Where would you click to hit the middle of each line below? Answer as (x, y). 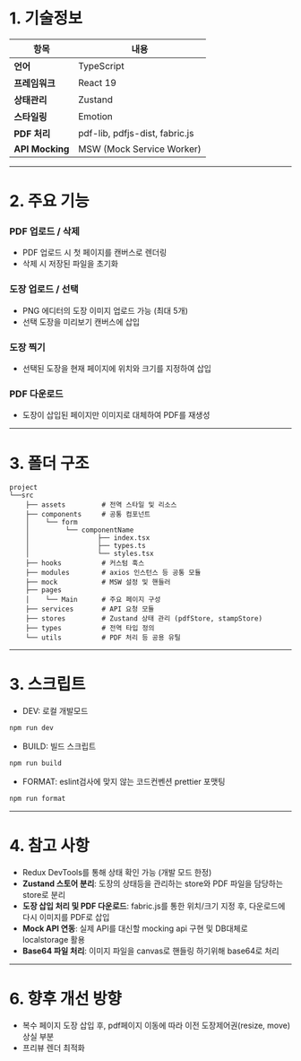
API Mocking (42, 149)
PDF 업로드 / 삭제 (45, 231)
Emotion (95, 116)
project (24, 488)
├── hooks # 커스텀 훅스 (85, 563)
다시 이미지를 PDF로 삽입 (66, 917)
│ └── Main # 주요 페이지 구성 (93, 600)
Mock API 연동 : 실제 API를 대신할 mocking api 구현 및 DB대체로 (135, 928)
